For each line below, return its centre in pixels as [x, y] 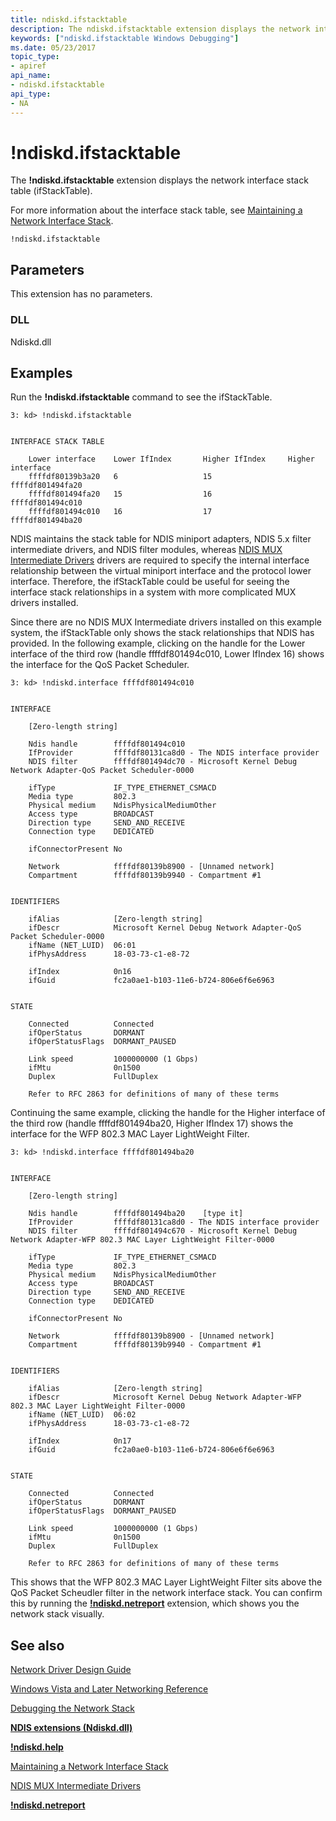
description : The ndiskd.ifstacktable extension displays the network [160, 29]
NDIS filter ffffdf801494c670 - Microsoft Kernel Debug [163, 1231]
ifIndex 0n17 [80, 1441]
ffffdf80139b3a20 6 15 [120, 477]
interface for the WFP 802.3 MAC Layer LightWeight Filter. [130, 1134]
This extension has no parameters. [81, 294]
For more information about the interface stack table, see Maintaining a [156, 210]
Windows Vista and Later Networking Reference [109, 1689]
